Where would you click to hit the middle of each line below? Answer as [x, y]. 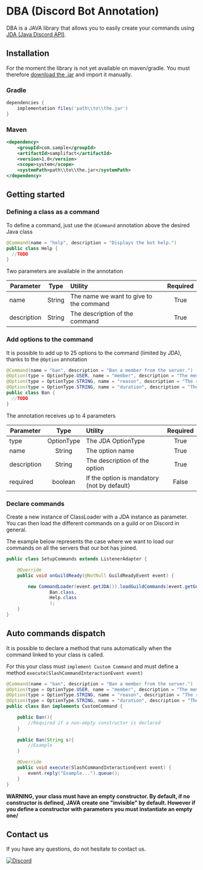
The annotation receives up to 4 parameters [61, 416]
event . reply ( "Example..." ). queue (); [74, 773]
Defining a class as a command [53, 212]
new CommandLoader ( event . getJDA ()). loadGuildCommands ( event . [107, 586]
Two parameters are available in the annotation [65, 271]
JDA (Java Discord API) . [36, 34]
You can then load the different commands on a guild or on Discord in [93, 523]
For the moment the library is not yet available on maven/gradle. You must [98, 68]
